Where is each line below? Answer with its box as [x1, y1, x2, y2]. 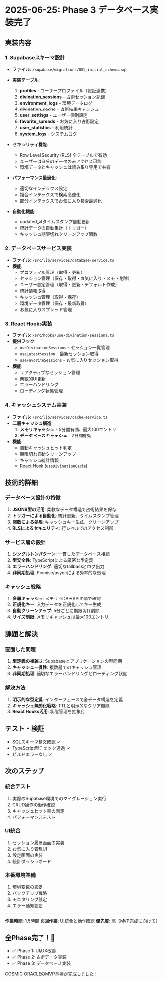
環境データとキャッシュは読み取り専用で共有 [19, 164, 111, 170]
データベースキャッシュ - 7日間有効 [19, 432, 92, 438]
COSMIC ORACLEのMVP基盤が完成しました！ [5, 971, 99, 977]
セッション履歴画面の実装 [12, 839, 65, 845]
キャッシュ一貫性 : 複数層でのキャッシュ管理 [12, 664, 102, 670]
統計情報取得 [19, 288, 46, 294]
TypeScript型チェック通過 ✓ [12, 745, 70, 751]
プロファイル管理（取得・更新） [19, 270, 85, 275]
